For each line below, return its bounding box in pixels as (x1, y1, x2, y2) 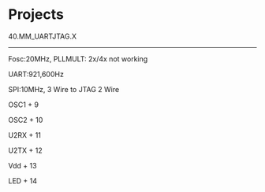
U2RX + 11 (8, 130, 42, 139)
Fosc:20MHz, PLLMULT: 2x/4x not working (8, 54, 148, 64)
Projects (8, 6, 65, 24)
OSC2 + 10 (8, 115, 43, 124)
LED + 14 (8, 175, 38, 186)
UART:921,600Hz (8, 69, 65, 79)
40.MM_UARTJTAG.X (8, 31, 77, 41)
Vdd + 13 (8, 161, 37, 170)
